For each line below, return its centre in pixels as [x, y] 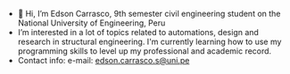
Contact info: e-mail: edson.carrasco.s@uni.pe [104, 60]
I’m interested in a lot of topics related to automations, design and [138, 32]
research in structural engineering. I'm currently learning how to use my [149, 41]
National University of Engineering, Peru [91, 23]
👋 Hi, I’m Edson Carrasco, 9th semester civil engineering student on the [149, 14]
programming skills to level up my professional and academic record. [145, 51]
